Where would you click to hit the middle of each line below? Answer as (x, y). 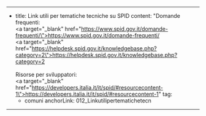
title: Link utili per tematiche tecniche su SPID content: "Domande (98, 16)
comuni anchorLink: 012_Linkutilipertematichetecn (88, 101)
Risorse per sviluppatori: (46, 75)
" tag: (166, 94)
